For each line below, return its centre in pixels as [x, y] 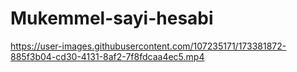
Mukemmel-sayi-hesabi [112, 18]
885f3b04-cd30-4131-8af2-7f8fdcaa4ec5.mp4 [107, 56]
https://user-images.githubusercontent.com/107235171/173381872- [148, 46]
